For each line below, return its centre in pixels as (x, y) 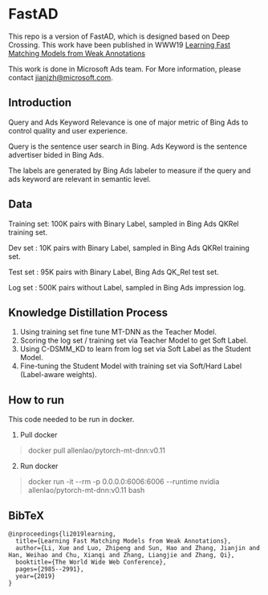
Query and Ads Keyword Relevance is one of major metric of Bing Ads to (128, 122)
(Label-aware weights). (59, 375)
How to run (37, 400)
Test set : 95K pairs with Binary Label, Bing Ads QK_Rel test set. (114, 272)
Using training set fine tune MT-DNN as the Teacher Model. (118, 332)
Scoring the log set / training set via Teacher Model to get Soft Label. (134, 341)
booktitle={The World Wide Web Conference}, (91, 562)
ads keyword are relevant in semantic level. (79, 178)
